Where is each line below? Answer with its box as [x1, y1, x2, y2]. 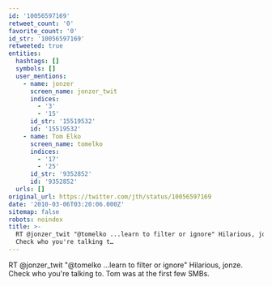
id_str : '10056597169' [8, 34, 85, 43]
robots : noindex [8, 216, 63, 224]
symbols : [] [15, 65, 57, 73]
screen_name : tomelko [29, 139, 104, 148]
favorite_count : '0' [8, 27, 79, 35]
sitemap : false [8, 207, 60, 216]
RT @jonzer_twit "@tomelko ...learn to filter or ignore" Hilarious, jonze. [8, 260, 243, 270]
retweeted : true [8, 42, 63, 50]
